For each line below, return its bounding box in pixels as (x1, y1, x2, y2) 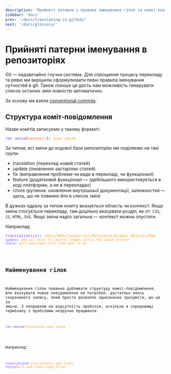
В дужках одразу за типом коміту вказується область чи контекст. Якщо (5, 203, 164, 208)
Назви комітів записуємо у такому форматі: (5, 126, 101, 132)
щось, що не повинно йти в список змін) (12, 193, 101, 199)
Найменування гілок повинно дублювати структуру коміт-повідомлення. (5, 286, 156, 291)
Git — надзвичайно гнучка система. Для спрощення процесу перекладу (5, 72, 163, 78)
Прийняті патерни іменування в (5, 44, 148, 55)
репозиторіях (5, 55, 66, 66)
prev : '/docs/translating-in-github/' (5, 17, 88, 22)
